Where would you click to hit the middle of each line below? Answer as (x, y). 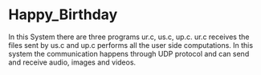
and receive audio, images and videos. (72, 62)
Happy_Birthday (63, 15)
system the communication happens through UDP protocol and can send (129, 53)
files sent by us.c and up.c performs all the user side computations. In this (131, 45)
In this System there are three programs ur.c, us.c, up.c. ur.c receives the (129, 37)
